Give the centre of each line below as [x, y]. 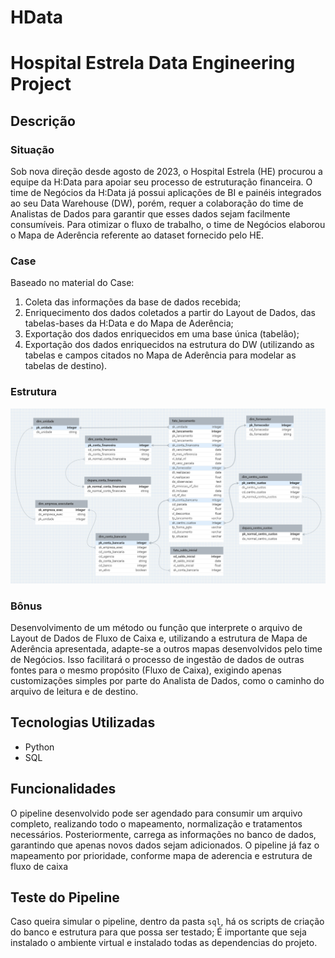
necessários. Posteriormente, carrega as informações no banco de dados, [163, 834]
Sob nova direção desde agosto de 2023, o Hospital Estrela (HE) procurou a [166, 172]
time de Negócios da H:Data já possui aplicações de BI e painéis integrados [166, 193]
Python [39, 747]
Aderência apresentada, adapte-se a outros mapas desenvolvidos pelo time [166, 649]
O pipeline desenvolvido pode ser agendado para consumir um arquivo [156, 813]
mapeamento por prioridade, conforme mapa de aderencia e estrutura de [161, 855]
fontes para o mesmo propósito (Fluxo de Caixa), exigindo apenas [146, 670]
